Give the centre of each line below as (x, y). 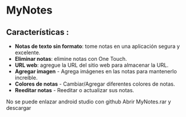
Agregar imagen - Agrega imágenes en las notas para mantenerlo (96, 71)
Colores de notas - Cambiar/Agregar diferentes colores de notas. (95, 84)
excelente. (27, 53)
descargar (19, 108)
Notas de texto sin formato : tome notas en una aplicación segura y (97, 46)
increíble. (26, 78)
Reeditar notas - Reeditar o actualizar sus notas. (75, 90)
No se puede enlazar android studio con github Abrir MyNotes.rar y (89, 102)
